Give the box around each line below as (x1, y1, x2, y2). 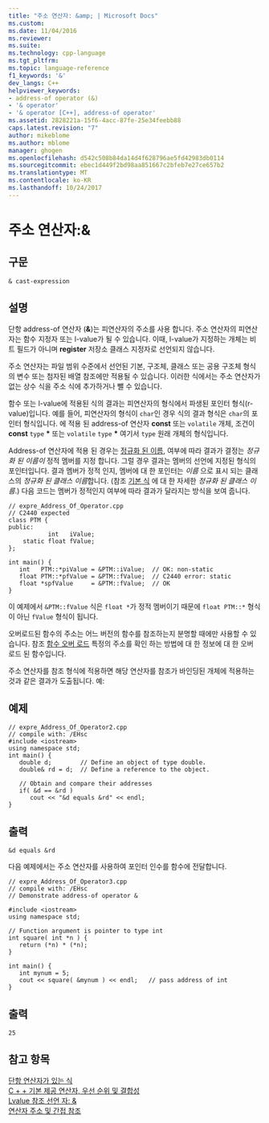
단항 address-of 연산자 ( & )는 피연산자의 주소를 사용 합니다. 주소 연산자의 (8, 323, 237, 334)
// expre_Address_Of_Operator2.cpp (8, 723, 128, 732)
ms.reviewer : (8, 34, 52, 43)
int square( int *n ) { (8, 934, 88, 942)
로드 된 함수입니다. (8, 648, 67, 658)
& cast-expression (8, 277, 70, 286)
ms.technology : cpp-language (8, 49, 106, 57)
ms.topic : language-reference (8, 64, 110, 72)
